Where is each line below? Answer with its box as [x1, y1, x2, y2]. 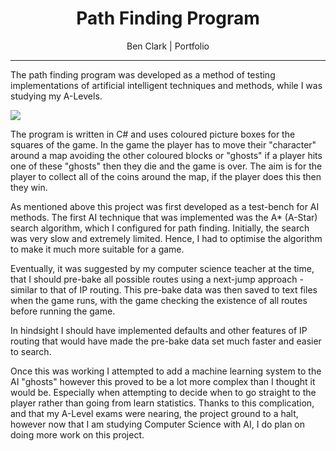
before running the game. [10, 305, 116, 317]
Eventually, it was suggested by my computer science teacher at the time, [10, 262, 315, 274]
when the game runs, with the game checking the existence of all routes [10, 294, 308, 306]
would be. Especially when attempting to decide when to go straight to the [10, 386, 317, 398]
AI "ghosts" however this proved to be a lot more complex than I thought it [10, 375, 316, 387]
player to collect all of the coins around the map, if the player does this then [10, 170, 322, 182]
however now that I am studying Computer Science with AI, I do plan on [10, 418, 306, 430]
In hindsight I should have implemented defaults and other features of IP [10, 324, 308, 336]
